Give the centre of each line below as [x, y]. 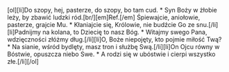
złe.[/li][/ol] [23, 61]
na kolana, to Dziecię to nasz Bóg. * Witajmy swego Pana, [125, 32]
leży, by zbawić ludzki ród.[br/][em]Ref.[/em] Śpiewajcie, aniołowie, [104, 17]
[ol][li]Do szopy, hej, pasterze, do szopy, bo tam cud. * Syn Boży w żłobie [112, 10]
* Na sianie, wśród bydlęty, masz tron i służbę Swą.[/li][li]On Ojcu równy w [113, 47]
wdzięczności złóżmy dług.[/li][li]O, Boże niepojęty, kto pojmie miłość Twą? [114, 39]
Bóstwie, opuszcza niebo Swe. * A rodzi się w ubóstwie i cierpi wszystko [111, 54]
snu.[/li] [207, 25]
